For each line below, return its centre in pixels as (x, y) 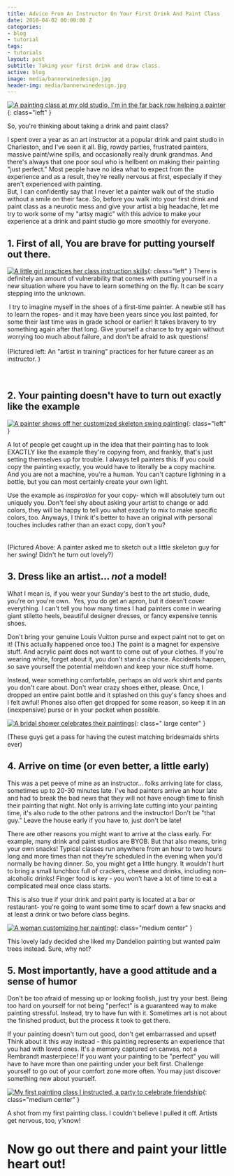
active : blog (26, 72)
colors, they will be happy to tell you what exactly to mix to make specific (112, 510)
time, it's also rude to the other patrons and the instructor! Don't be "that (111, 812)
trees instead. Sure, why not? (49, 949)
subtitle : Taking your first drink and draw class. (84, 66)
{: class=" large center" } (170, 723)
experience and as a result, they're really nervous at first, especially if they (115, 177)
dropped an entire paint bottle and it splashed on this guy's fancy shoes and (117, 695)
